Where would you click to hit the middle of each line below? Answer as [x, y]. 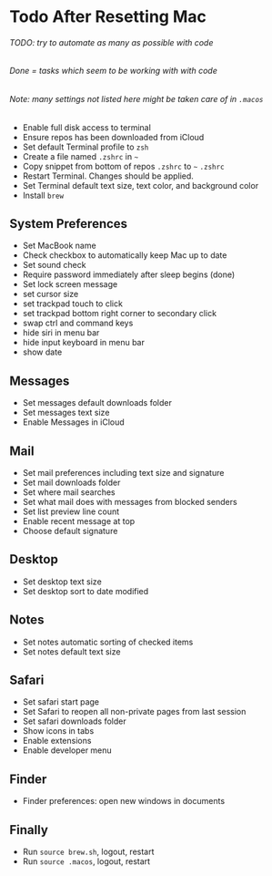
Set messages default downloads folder [97, 403]
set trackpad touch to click [72, 304]
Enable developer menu [67, 750]
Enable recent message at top [79, 521]
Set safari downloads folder [74, 721]
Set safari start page [61, 702]
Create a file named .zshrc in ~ [81, 156]
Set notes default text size [71, 651]
